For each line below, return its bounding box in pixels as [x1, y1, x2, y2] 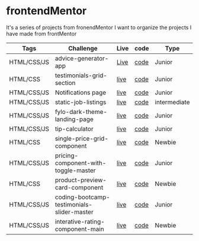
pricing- [54, 151, 79, 160]
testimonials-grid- [54, 71, 108, 80]
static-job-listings [54, 98, 107, 106]
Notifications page [54, 88, 107, 96]
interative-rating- [54, 217, 105, 226]
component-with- [54, 158, 107, 167]
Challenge [68, 44, 98, 52]
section [54, 78, 76, 87]
